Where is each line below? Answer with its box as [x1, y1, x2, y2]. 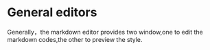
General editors [7, 5, 97, 20]
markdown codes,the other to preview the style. [7, 35, 143, 43]
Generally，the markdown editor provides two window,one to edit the [7, 28, 204, 36]
